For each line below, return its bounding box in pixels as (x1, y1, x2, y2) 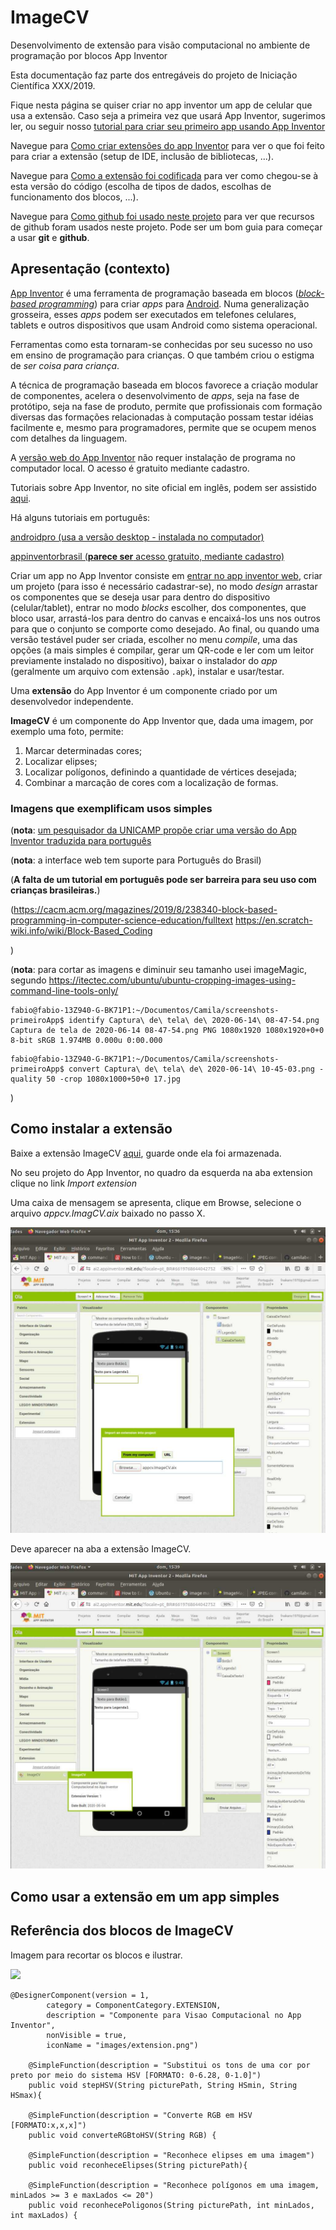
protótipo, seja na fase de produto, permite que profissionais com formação (10, 400, 323, 412)
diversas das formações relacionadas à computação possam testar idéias (10, 411, 314, 423)
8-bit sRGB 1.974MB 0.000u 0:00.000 (10, 1036, 163, 1046)
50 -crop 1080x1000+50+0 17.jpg (46, 1074, 182, 1085)
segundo (10, 974, 47, 986)
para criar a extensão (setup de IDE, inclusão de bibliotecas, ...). (10, 150, 274, 162)
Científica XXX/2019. (10, 79, 96, 91)
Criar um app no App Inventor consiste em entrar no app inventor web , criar (10, 569, 323, 581)
